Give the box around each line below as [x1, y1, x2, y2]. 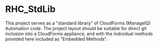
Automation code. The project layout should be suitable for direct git [5, 25, 147, 31]
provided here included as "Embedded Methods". [5, 36, 108, 42]
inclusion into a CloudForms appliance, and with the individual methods [5, 30, 153, 36]
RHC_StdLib [5, 3, 56, 15]
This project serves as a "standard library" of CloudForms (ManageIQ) [5, 20, 151, 26]
